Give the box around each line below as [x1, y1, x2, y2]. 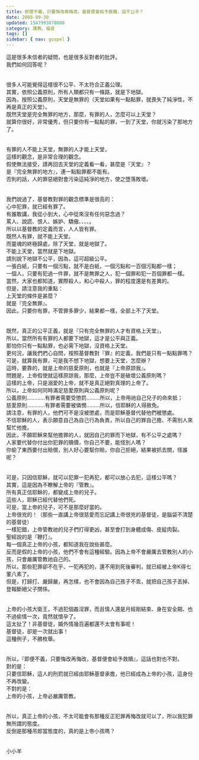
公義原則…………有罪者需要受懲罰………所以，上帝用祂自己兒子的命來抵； [6, 394, 183, 401]
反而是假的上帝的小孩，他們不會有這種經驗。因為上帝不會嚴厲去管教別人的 [6, 548, 188, 555]
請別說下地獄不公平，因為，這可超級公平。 [6, 255, 110, 262]
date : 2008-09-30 [6, 14, 49, 20]
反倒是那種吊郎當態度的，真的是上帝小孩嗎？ [6, 727, 115, 734]
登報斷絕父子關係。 [6, 586, 53, 592]
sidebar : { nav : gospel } [6, 36, 70, 42]
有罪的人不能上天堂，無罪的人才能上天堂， [6, 146, 110, 152]
